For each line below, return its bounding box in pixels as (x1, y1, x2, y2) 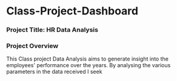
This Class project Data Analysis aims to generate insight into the (6, 55, 169, 62)
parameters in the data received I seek (6, 68, 102, 76)
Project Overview (6, 42, 59, 50)
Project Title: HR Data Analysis (6, 26, 99, 34)
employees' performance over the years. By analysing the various (6, 62, 171, 69)
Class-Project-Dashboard (6, 4, 138, 18)
